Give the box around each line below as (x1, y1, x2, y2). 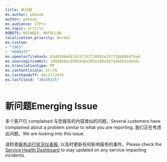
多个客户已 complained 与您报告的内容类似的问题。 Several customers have (5, 118, 161, 124)
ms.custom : (5, 40, 28, 45)
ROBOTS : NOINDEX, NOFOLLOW (5, 31, 62, 36)
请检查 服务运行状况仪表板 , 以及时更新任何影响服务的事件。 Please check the (5, 141, 162, 147)
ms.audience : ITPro (5, 21, 46, 27)
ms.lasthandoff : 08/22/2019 (5, 73, 64, 78)
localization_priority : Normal (5, 36, 71, 41)
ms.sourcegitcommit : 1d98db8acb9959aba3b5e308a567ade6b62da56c (5, 59, 140, 64)
